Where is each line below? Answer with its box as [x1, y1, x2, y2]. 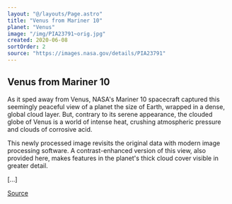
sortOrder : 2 [7, 43, 46, 50]
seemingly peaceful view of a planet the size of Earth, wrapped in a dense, [7, 102, 225, 110]
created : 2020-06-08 [7, 37, 69, 44]
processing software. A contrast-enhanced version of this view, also [7, 146, 207, 154]
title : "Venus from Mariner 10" [7, 17, 103, 24]
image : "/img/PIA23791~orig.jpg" [7, 30, 106, 38]
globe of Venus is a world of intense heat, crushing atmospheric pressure [7, 118, 221, 126]
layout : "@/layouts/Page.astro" [7, 10, 103, 18]
